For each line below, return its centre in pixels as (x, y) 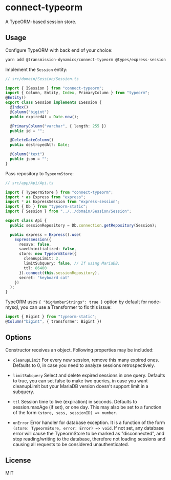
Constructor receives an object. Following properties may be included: (79, 350)
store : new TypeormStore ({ (48, 254)
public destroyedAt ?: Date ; (40, 145)
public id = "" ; (27, 131)
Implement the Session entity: (36, 69)
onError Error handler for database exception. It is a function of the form (89, 422)
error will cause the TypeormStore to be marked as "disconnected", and (89, 433)
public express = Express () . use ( (46, 235)
